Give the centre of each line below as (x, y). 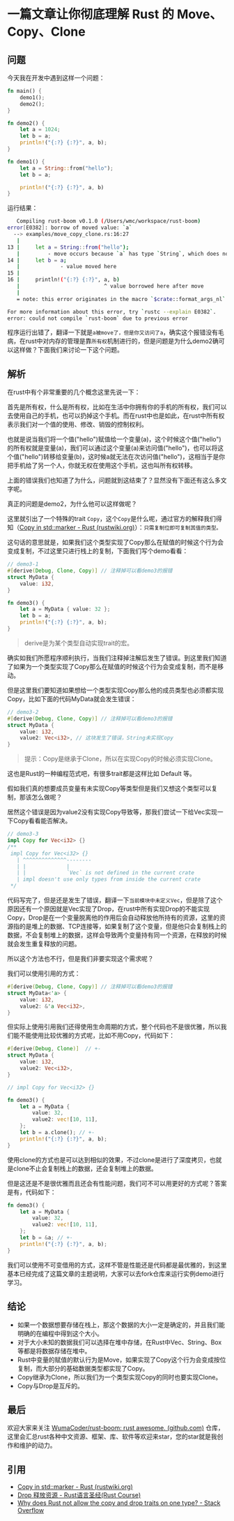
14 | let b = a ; (37, 260)
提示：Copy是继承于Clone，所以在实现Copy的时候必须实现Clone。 (120, 759)
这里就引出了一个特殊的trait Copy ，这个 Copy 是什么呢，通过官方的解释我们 (111, 519)
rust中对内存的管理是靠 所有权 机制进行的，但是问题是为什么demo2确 (122, 341)
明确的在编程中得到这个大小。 (60, 1333)
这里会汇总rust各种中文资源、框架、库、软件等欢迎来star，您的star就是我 (112, 1436)
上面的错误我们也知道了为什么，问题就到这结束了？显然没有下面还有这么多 (114, 480)
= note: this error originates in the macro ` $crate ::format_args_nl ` (121, 299)
